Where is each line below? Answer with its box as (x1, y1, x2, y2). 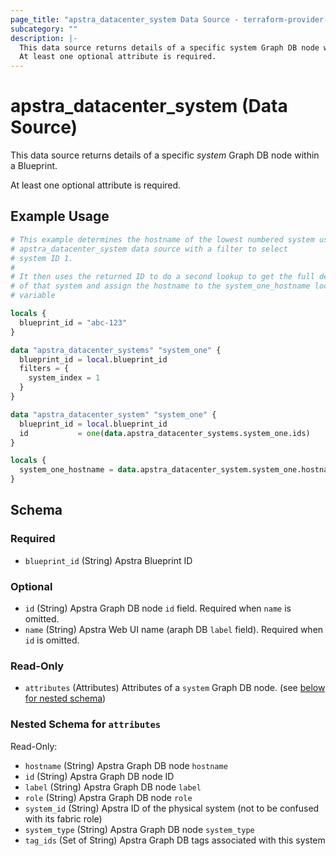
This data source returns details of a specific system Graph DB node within (10, 149, 320, 161)
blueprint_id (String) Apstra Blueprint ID (24, 554, 193, 566)
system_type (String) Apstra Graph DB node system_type (24, 823, 255, 835)
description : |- (10, 33, 78, 43)
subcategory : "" (10, 24, 78, 34)
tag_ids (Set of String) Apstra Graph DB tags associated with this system (24, 834, 326, 846)
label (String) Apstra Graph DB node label (24, 781, 202, 793)
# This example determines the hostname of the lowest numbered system (10, 234, 315, 245)
